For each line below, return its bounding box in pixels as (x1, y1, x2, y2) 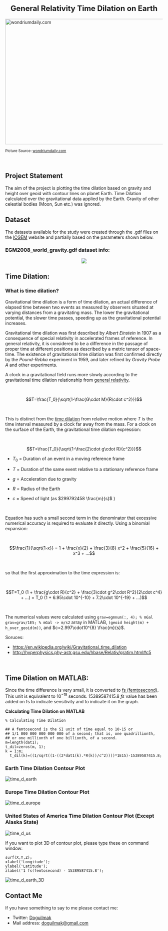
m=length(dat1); (5, 740, 39, 745)
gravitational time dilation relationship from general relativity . (5, 377, 130, 383)
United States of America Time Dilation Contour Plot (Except (5, 813, 154, 820)
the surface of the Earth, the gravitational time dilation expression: (5, 426, 141, 432)
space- (145, 346, 161, 352)
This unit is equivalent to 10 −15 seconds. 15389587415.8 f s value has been (5, 692, 157, 699)
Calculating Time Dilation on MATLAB (5, 708, 85, 714)
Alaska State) (5, 819, 38, 826)
